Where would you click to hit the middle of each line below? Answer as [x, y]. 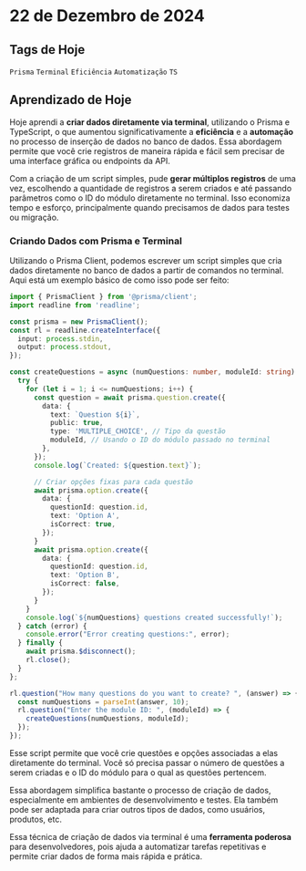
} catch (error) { [53, 626]
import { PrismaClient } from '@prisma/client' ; [103, 297]
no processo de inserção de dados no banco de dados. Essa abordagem [146, 141]
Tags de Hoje [47, 50]
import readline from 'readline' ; [75, 305]
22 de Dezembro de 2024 [107, 16]
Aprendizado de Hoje [71, 100]
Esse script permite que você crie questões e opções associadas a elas [144, 752]
